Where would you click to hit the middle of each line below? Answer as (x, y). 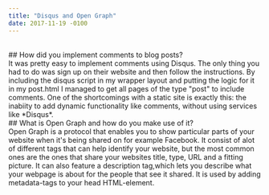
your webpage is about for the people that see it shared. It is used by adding (134, 174)
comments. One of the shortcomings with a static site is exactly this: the (128, 97)
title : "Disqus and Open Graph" (62, 16)
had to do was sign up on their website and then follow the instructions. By (132, 71)
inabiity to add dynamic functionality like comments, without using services (133, 106)
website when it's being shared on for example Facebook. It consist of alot (132, 140)
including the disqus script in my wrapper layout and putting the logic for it (132, 80)
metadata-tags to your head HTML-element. (82, 182)
